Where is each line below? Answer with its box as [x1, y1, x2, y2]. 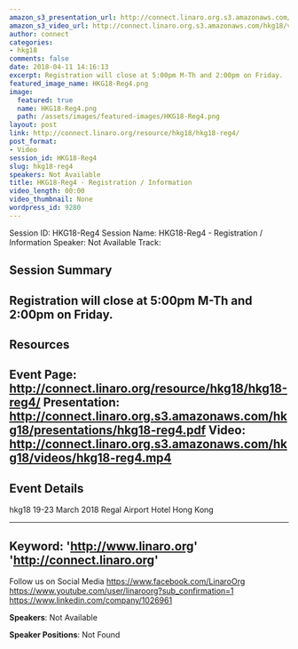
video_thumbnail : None [9, 195, 93, 204]
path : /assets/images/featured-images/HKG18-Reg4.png [17, 112, 220, 121]
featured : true [17, 95, 74, 105]
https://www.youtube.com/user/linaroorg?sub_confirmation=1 [9, 585, 234, 596]
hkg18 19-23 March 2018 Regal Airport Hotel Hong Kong [9, 504, 215, 516]
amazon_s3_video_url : [9, 21, 90, 30]
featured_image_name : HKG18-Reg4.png [9, 79, 149, 88]
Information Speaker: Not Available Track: [9, 236, 161, 247]
